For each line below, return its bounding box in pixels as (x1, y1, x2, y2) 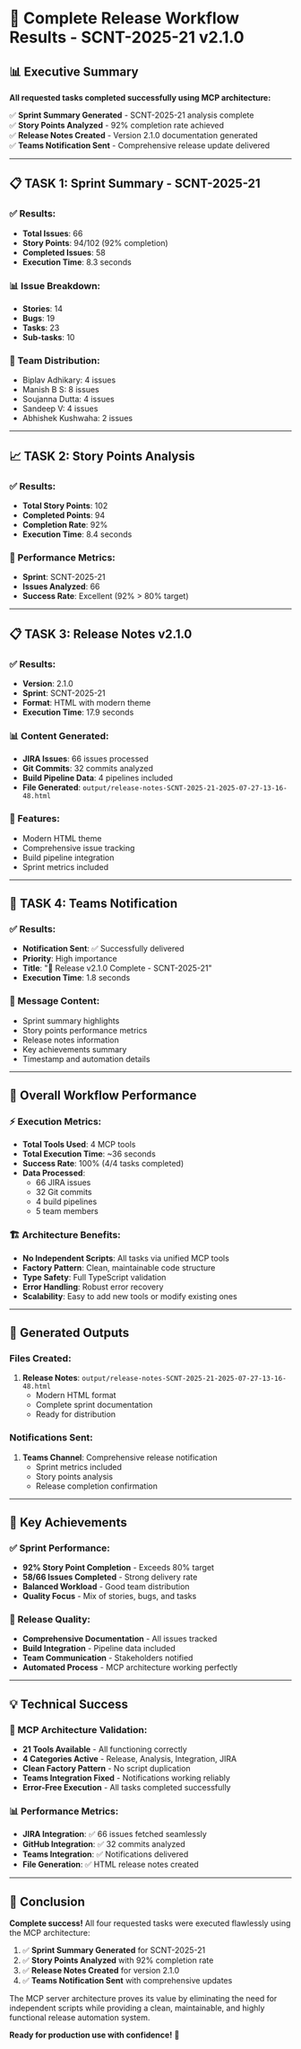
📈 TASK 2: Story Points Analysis (9, 448, 195, 463)
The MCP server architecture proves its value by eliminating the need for (9, 1993, 278, 2004)
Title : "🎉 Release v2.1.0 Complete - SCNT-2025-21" (21, 963, 212, 973)
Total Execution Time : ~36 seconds (21, 1148, 157, 1159)
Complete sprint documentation (35, 1400, 153, 1411)
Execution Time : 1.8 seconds (21, 972, 131, 983)
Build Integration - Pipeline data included (21, 1643, 176, 1654)
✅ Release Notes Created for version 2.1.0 (21, 1965, 180, 1976)
